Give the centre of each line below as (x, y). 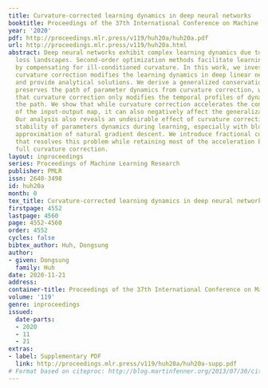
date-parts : (35, 319)
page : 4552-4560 (35, 223)
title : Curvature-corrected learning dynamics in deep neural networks (130, 16)
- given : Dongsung (39, 260)
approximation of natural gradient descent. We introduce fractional (133, 134)
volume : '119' (32, 297)
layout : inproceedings (46, 156)
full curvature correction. (62, 149)
